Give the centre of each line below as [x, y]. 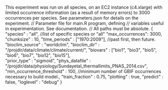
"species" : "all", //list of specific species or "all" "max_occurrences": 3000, [84, 34]
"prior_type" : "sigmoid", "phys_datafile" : [48, 61]
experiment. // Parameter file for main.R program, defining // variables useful [85, 23]
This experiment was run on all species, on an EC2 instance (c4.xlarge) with [84, 7]
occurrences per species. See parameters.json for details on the [72, 18]
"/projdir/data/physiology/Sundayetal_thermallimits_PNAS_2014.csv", [76, 66]
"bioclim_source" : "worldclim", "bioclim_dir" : [52, 44]
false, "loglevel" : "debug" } [34, 82]
